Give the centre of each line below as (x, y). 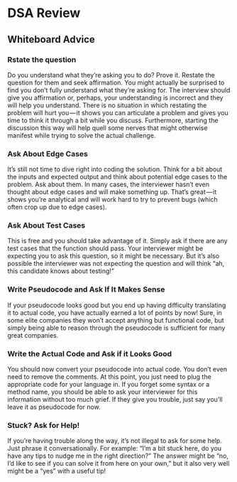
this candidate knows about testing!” (61, 271)
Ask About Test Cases (46, 225)
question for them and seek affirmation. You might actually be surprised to (116, 82)
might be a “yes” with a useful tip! (57, 471)
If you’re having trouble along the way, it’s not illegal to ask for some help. (115, 441)
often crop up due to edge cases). (57, 207)
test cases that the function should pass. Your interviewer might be (105, 248)
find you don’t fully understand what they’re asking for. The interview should (119, 90)
